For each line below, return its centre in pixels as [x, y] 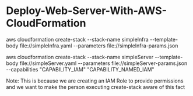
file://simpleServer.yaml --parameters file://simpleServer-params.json [103, 63]
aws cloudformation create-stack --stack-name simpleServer [80, 57]
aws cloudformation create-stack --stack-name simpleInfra [77, 39]
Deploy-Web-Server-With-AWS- [87, 11]
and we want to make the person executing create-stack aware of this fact [96, 87]
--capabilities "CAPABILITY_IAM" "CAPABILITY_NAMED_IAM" [80, 69]
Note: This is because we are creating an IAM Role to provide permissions [95, 81]
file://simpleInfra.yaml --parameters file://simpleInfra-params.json [99, 46]
